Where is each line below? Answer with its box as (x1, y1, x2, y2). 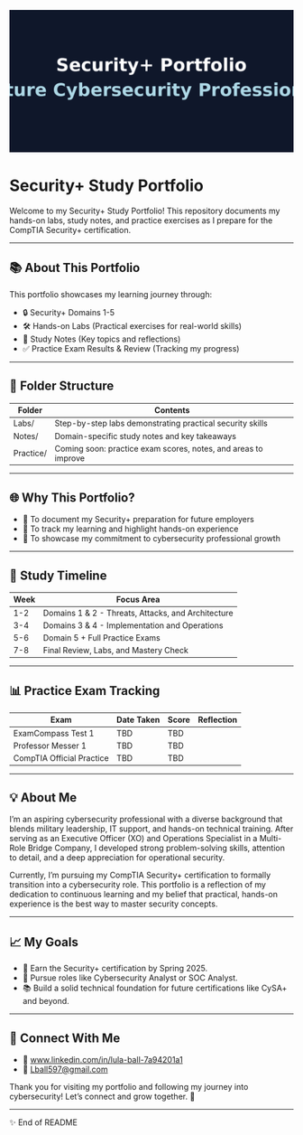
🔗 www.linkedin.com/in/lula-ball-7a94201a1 (22, 1054, 183, 1065)
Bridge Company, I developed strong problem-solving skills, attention (27, 842, 286, 854)
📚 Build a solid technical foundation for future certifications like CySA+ (22, 982, 288, 994)
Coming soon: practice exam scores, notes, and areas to (54, 443, 263, 454)
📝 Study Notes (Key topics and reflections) (22, 333, 181, 344)
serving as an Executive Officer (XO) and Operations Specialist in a (9, 833, 258, 844)
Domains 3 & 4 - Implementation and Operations (42, 620, 224, 631)
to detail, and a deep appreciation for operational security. (9, 852, 225, 863)
